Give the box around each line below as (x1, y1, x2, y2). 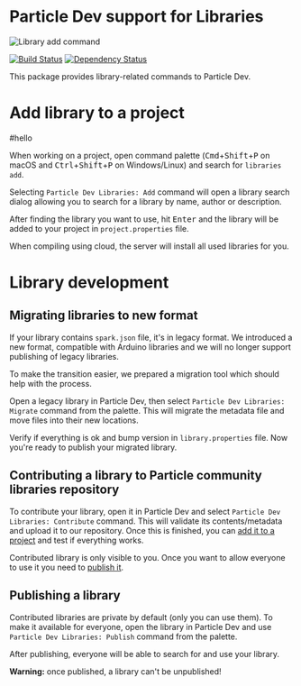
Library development (9, 272, 169, 293)
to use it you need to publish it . (9, 562, 124, 572)
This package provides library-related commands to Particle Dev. (9, 70, 251, 82)
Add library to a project (9, 103, 185, 123)
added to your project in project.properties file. (9, 223, 189, 233)
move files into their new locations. (9, 415, 140, 425)
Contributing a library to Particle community (9, 468, 263, 483)
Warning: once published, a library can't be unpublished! (9, 665, 223, 677)
